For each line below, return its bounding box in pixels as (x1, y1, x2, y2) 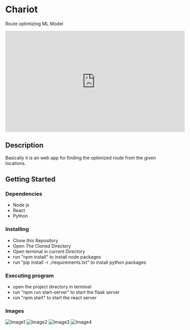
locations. (5, 160, 26, 166)
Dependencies (5, 190, 43, 198)
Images (5, 307, 25, 314)
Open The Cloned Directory (12, 243, 71, 249)
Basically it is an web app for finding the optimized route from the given (5, 154, 156, 161)
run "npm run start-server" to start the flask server (12, 289, 120, 296)
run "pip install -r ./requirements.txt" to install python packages (12, 259, 146, 265)
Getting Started (5, 175, 56, 184)
